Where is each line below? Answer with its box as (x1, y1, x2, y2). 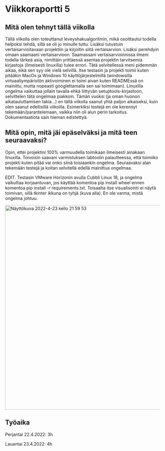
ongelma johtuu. (5, 195, 38, 201)
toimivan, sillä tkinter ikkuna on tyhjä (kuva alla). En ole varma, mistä (5, 190, 143, 196)
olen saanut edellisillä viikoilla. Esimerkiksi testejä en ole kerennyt (5, 104, 137, 110)
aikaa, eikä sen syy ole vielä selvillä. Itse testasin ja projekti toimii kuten (5, 67, 149, 73)
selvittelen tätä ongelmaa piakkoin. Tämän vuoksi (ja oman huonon (5, 93, 140, 99)
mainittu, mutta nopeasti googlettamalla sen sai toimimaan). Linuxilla (5, 83, 143, 89)
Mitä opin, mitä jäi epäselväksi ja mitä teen (5, 129, 137, 137)
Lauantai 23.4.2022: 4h (5, 441, 53, 447)
